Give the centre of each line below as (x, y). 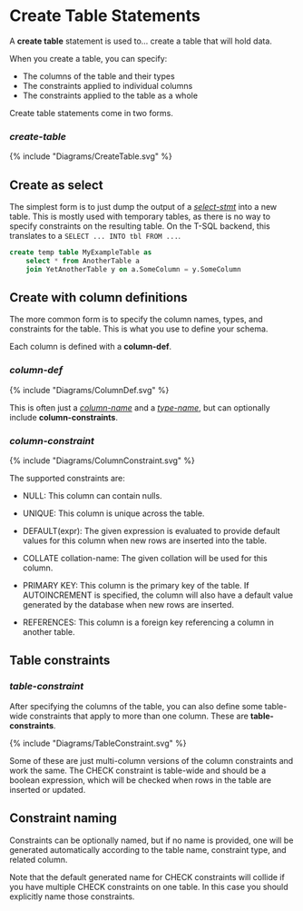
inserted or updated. (48, 789)
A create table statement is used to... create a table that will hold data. (141, 41)
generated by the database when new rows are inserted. (128, 605)
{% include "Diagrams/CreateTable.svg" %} (91, 156)
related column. (39, 859)
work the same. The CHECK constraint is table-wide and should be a (138, 770)
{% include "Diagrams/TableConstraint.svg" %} (98, 743)
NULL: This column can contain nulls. (92, 496)
